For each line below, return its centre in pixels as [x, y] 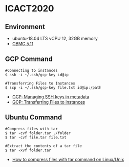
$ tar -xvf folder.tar [28, 150]
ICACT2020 [30, 9]
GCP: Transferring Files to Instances [49, 102]
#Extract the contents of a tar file [43, 146]
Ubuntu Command [33, 118]
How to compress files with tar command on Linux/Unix [68, 159]
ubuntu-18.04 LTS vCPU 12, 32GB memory [55, 38]
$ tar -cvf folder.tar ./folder [38, 133]
